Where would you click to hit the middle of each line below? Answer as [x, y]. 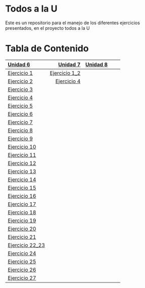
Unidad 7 [69, 65]
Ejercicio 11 [22, 155]
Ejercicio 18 [22, 212]
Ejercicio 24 [22, 253]
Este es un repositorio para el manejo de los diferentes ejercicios [73, 23]
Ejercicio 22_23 [27, 245]
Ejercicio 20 [22, 228]
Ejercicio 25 [22, 261]
